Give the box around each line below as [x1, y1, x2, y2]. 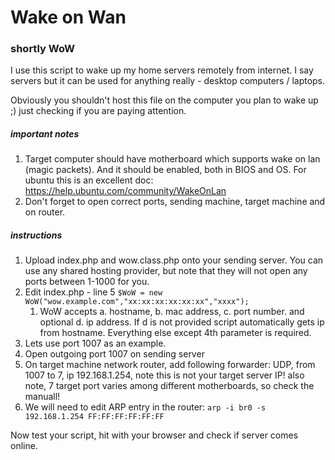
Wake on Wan [10, 6, 127, 29]
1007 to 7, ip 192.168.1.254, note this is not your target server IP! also [24, 369, 305, 381]
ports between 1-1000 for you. [24, 276, 150, 288]
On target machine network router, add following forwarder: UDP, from [24, 359, 316, 371]
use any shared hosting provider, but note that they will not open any [24, 265, 308, 277]
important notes [10, 128, 80, 140]
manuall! [24, 391, 61, 403]
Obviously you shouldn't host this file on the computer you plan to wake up [10, 94, 319, 106]
